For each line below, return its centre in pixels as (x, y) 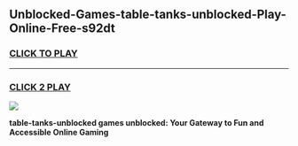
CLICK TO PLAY (43, 54)
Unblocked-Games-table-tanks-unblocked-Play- (148, 15)
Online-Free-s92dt (62, 29)
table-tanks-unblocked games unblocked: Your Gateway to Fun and (137, 122)
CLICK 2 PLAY (40, 87)
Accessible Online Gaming (59, 132)
